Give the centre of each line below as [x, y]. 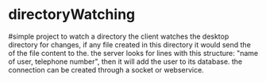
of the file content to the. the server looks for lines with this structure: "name [133, 53]
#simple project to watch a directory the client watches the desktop [119, 36]
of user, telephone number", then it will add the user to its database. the [125, 61]
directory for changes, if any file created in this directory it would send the [130, 44]
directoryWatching [72, 15]
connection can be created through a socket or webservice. [106, 69]
